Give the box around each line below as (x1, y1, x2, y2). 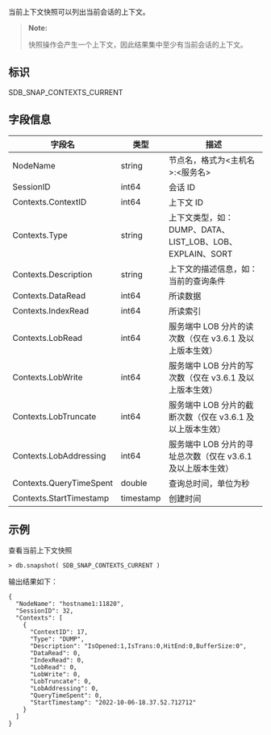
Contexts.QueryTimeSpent (12, 477, 114, 488)
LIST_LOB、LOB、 (169, 236, 238, 247)
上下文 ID (169, 197, 204, 208)
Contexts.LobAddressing (12, 450, 106, 461)
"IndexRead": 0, (29, 656, 85, 665)
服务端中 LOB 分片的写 (169, 359, 254, 371)
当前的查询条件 (169, 275, 226, 286)
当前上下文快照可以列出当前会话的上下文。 (8, 7, 150, 16)
